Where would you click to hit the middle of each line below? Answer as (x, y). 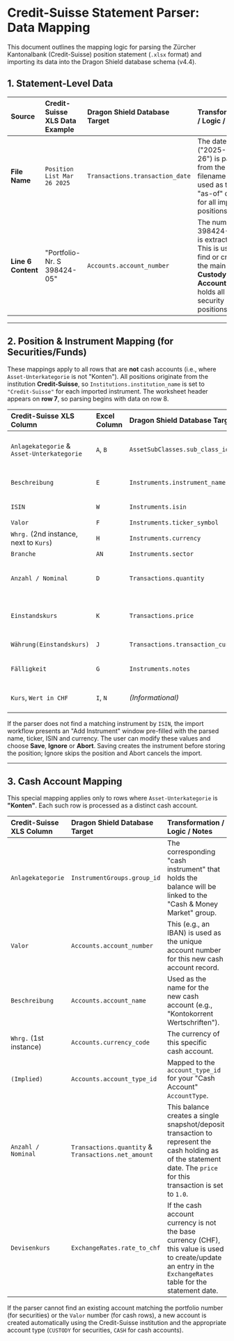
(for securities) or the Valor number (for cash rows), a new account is (107, 1315)
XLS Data (61, 121)
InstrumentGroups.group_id (116, 878)
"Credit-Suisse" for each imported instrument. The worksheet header (108, 391)
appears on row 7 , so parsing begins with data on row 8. (88, 398)
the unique (185, 942)
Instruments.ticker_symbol (174, 522)
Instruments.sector (161, 554)
